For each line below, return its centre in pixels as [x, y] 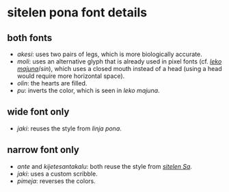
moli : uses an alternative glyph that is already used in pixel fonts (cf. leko [119, 61]
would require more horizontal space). [71, 76]
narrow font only [43, 150]
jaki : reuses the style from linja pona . [69, 128]
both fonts [30, 38]
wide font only [38, 112]
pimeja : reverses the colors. [56, 181]
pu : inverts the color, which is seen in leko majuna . [88, 91]
